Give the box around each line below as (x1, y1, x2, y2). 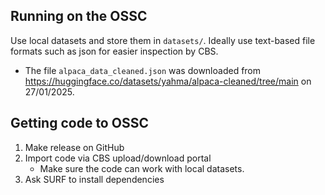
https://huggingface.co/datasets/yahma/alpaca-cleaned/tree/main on (24, 75, 312, 87)
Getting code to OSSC (10, 115, 149, 132)
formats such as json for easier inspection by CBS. (10, 45, 219, 57)
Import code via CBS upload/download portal (24, 152, 212, 164)
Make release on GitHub (24, 141, 125, 153)
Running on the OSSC (10, 8, 148, 25)
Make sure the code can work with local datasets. (39, 162, 245, 174)
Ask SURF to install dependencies (24, 173, 165, 185)
